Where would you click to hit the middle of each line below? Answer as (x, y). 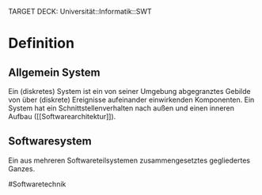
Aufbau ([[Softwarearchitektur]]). (62, 116)
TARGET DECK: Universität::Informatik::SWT (80, 11)
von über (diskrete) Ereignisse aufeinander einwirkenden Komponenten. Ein (131, 99)
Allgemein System (54, 72)
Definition (42, 43)
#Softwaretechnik (37, 184)
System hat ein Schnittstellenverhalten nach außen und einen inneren (122, 108)
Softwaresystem (50, 141)
